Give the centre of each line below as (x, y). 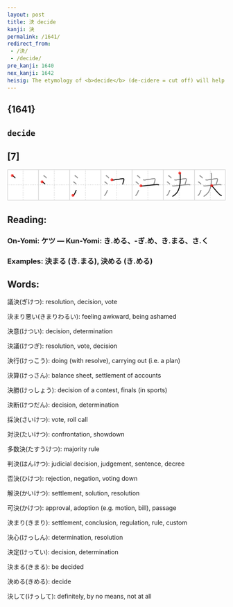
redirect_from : (29, 44)
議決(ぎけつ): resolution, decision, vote (62, 302)
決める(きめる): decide (39, 581)
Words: (23, 284)
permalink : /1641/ (34, 37)
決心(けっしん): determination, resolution (65, 538)
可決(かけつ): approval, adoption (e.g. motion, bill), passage (92, 508)
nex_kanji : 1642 (31, 73)
